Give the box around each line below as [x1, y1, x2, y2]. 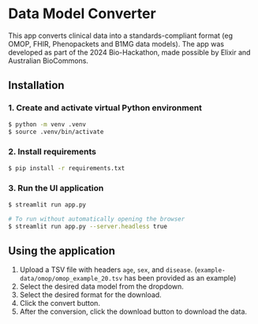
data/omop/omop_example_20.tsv [19, 275, 123, 283]
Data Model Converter [8, 5, 156, 23]
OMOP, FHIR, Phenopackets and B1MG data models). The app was [8, 39, 225, 48]
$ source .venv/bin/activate [8, 128, 104, 136]
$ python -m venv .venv [8, 120, 87, 128]
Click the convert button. [19, 299, 101, 308]
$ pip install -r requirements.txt [8, 164, 125, 172]
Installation [8, 79, 65, 92]
